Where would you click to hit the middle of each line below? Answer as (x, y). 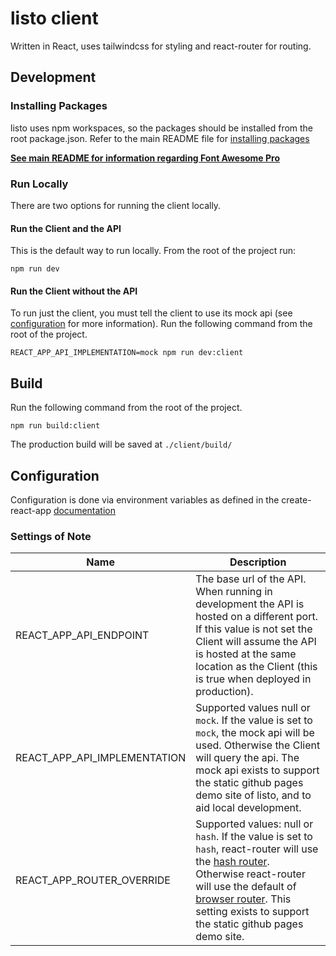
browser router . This (243, 899)
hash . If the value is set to (254, 837)
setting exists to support (252, 912)
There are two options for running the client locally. (116, 205)
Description (258, 562)
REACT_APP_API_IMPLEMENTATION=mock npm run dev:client (127, 353)
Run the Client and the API (66, 228)
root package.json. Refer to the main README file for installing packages (160, 138)
